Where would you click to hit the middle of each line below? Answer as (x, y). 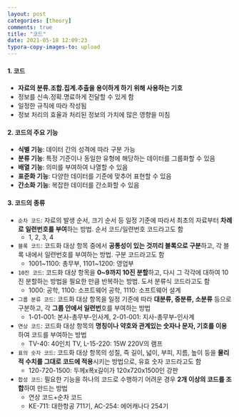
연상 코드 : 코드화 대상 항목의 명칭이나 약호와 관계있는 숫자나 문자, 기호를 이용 (122, 326)
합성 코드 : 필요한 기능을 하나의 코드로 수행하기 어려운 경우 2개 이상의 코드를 (121, 379)
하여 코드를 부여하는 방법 (52, 334)
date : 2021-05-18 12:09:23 (47, 41)
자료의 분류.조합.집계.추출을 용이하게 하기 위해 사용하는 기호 (100, 88)
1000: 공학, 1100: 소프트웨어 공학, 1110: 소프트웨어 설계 (105, 290)
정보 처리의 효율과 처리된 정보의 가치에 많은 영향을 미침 (94, 115)
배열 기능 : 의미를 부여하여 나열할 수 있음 (73, 168)
